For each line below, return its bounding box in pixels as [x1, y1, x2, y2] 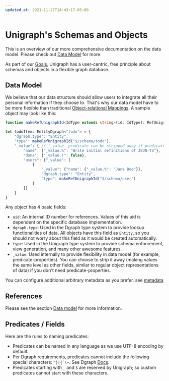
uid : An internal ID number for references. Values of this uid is [12, 214, 141, 220]
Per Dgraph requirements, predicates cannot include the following [12, 354, 149, 360]
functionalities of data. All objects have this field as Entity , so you [12, 230, 149, 236]
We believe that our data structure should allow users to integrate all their [5, 94, 157, 100]
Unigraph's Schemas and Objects [5, 29, 148, 40]
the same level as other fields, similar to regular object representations [12, 262, 159, 268]
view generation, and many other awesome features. [12, 246, 122, 252]
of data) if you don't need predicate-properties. [12, 267, 111, 274]
